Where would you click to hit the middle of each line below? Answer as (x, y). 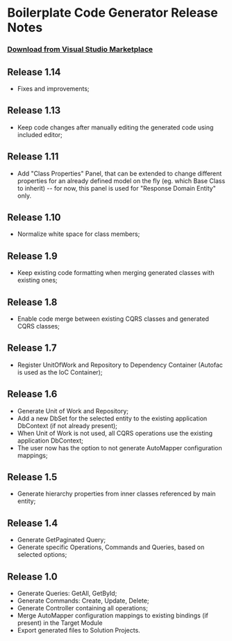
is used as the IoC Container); (60, 372)
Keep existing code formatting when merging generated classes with (116, 273)
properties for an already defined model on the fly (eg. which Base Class (121, 181)
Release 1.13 (34, 110)
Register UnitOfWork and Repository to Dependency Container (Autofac (120, 365)
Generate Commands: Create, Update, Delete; (83, 601)
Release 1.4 (33, 523)
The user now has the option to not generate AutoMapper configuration (119, 448)
